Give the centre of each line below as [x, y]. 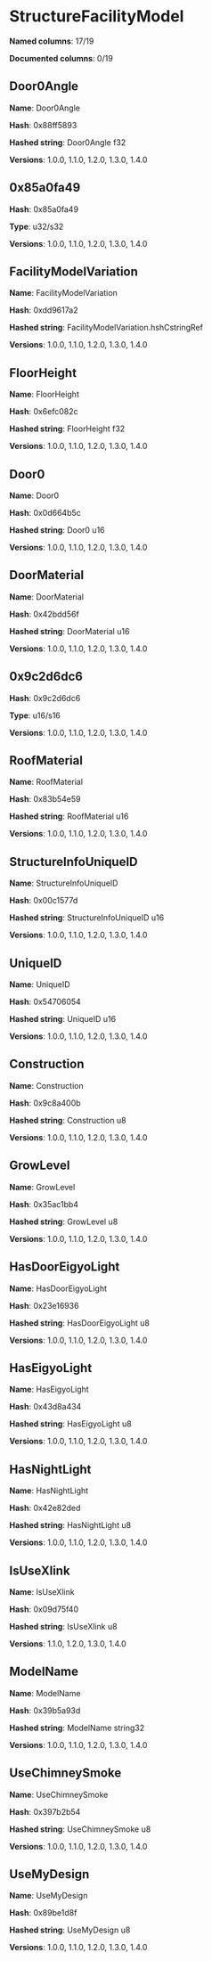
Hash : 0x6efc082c [44, 412]
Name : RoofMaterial [46, 782]
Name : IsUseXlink [42, 1591]
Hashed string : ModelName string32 [77, 1728]
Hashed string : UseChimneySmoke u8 [80, 1829]
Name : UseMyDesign [49, 1896]
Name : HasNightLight [49, 1491]
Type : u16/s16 [35, 715]
